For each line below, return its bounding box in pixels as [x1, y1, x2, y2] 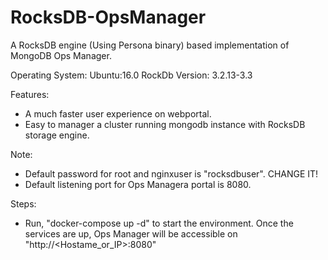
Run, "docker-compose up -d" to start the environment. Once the [24, 217, 294, 229]
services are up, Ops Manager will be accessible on [24, 227, 238, 240]
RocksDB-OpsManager [10, 6, 207, 29]
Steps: [10, 197, 37, 210]
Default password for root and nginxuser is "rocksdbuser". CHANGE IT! [24, 167, 319, 180]
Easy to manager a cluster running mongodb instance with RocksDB [24, 118, 306, 130]
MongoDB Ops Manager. [10, 49, 112, 61]
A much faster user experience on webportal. [24, 107, 212, 120]
